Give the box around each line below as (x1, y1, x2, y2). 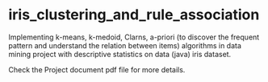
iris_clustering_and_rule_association (8, 6, 260, 24)
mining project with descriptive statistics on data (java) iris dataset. (8, 49, 232, 59)
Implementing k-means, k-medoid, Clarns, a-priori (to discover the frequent (8, 32, 260, 42)
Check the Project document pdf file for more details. (8, 64, 186, 74)
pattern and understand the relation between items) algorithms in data (8, 40, 242, 50)
